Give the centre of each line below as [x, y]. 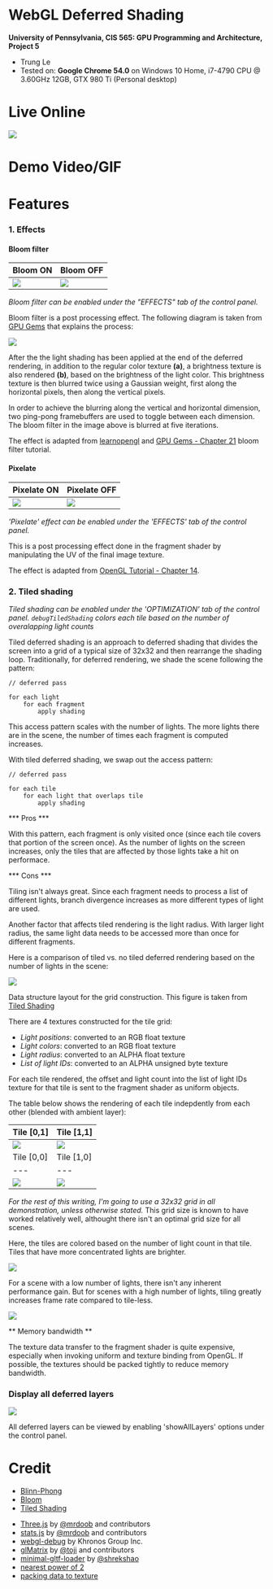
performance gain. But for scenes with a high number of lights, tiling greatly [135, 1291]
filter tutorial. [30, 450]
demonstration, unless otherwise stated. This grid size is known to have [129, 1210]
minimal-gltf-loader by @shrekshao [80, 1559]
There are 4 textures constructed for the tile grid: [91, 1021]
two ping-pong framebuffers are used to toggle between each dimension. [132, 417]
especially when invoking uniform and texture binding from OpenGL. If [126, 1355]
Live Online [47, 112]
